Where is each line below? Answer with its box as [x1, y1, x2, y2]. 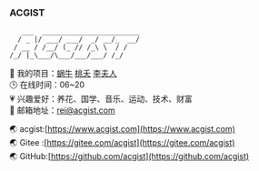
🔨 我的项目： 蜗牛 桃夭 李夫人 [9, 68, 117, 79]
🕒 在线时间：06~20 [9, 79, 85, 90]
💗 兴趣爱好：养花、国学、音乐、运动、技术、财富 [9, 94, 193, 105]
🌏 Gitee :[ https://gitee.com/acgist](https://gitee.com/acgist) [9, 137, 235, 148]
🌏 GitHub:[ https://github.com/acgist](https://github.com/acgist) [9, 151, 250, 162]
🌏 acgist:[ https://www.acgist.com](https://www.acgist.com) [9, 124, 236, 135]
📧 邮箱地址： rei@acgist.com [9, 105, 115, 116]
